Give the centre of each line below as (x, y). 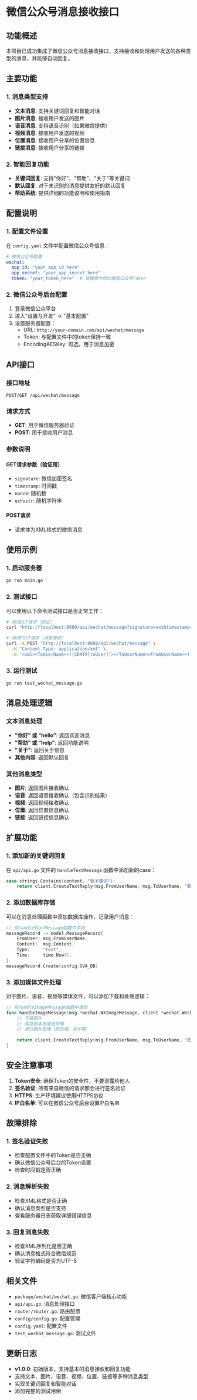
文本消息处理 (24, 721)
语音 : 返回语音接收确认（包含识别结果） (62, 795)
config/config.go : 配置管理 (47, 1318)
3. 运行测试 (22, 671)
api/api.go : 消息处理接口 (45, 1303)
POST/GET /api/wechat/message (43, 396)
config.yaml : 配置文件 (41, 1326)
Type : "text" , (39, 950)
